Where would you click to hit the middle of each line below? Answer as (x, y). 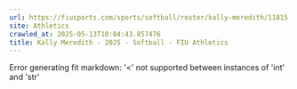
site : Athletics (39, 26)
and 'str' (24, 77)
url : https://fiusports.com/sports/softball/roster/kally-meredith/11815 (149, 17)
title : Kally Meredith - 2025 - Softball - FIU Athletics (119, 42)
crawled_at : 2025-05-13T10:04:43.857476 (85, 34)
